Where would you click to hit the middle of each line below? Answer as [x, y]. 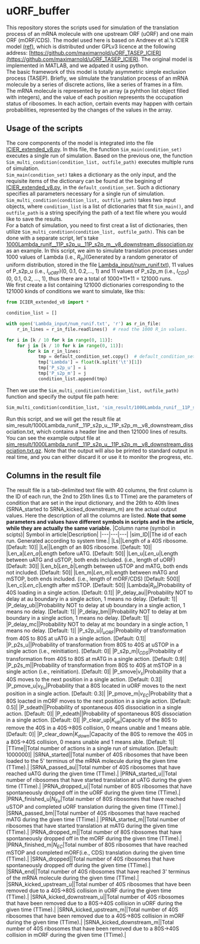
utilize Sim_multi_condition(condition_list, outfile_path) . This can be [95, 231]
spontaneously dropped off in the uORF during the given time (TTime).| [93, 792]
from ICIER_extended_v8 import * [48, 302]
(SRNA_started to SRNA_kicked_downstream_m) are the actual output [92, 509]
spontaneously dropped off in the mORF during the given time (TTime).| [94, 838]
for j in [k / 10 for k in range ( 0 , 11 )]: [70, 346]
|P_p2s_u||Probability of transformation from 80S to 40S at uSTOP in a [93, 645]
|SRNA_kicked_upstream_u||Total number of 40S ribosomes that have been [99, 884]
